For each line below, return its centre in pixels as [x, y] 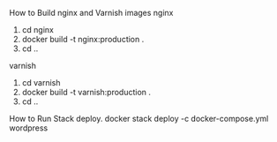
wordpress [29, 128]
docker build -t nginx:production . [83, 39]
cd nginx [38, 30]
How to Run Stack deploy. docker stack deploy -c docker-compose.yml [139, 119]
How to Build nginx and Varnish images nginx [91, 13]
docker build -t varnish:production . [86, 92]
